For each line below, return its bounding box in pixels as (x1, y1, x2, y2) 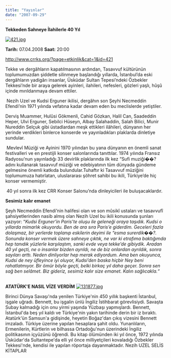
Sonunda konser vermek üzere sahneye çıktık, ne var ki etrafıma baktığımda (5, 235, 166, 241)
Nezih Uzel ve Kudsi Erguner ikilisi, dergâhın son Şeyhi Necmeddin (6, 98, 146, 104)
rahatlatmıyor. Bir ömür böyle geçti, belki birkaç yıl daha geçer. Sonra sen (5, 262, 161, 268)
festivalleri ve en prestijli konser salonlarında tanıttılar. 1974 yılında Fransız (5, 150, 160, 156)
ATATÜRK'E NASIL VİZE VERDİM (5, 283, 75, 289)
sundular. (5, 135, 25, 141)
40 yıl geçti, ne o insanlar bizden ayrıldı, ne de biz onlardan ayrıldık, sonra (5, 246, 162, 252)
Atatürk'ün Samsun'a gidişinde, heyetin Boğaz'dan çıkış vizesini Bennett (5, 315, 157, 321)
